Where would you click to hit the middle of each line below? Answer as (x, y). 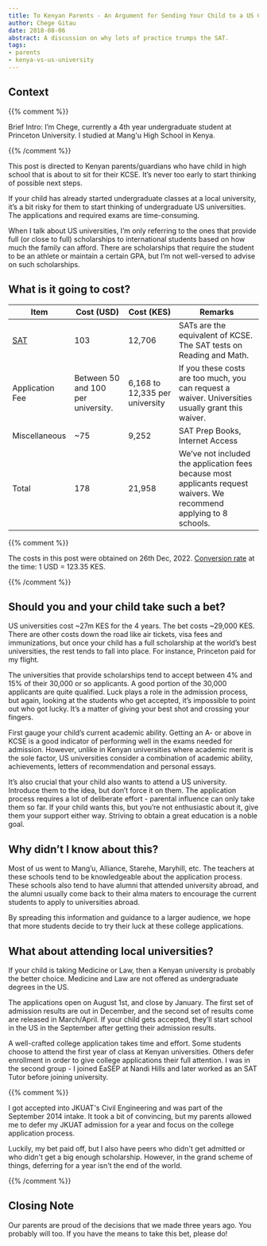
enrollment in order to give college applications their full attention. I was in (129, 1060)
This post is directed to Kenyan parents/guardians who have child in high (128, 166)
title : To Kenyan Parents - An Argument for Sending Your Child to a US (131, 16)
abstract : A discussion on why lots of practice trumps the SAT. (118, 38)
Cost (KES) (149, 312)
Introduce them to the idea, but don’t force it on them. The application (122, 790)
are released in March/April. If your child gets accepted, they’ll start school (130, 1019)
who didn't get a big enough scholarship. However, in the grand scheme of (130, 1157)
